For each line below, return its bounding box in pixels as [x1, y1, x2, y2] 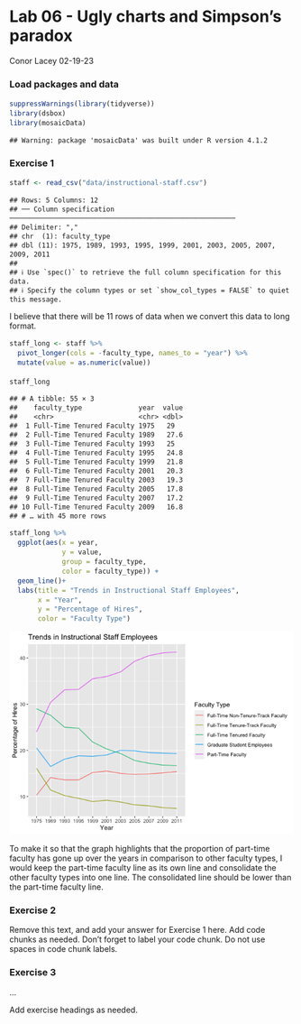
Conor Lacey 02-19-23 [9, 55, 95, 66]
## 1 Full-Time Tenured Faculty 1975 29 [9, 421, 176, 430]
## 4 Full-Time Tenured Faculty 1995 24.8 [9, 448, 183, 457]
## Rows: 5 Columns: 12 [9, 196, 99, 205]
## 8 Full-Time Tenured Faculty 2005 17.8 [9, 484, 183, 494]
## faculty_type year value [9, 403, 183, 412]
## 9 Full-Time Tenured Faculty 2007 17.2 [9, 494, 183, 503]
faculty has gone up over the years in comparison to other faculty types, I [9, 853, 283, 863]
